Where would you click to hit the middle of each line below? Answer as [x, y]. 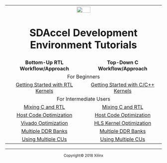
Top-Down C [123, 62]
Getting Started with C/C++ [123, 85]
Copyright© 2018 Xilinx [83, 156]
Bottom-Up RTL [44, 62]
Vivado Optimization [44, 123]
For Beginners [83, 77]
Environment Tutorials [83, 45]
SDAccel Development [83, 33]
